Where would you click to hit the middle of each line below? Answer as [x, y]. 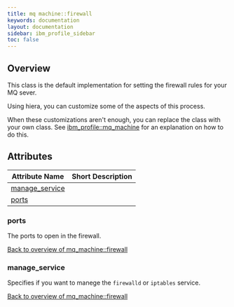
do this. [18, 135]
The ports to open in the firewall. [54, 236]
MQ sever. [22, 93]
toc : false [23, 40]
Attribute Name [38, 176]
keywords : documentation [43, 20]
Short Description [102, 176]
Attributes [30, 157]
